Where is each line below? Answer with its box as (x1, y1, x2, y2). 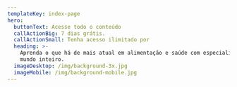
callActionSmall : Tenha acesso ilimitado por (13, 36, 150, 43)
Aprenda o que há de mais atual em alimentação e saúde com (20, 50, 200, 57)
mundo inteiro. (20, 56, 65, 63)
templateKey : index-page (7, 10, 80, 18)
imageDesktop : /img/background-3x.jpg (13, 62, 128, 69)
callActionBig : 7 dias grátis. (13, 29, 106, 37)
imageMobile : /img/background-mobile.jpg (13, 69, 138, 76)
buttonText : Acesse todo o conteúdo (13, 23, 121, 30)
